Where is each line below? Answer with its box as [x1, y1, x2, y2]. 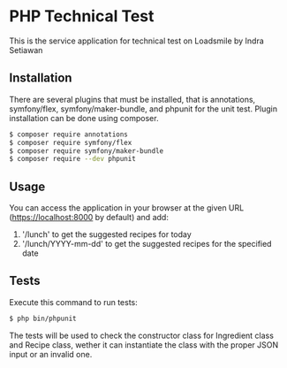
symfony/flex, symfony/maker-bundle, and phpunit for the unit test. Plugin [9, 103, 278, 114]
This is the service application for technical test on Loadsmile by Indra [9, 35, 265, 46]
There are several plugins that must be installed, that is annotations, [9, 94, 256, 104]
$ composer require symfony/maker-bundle [9, 146, 164, 156]
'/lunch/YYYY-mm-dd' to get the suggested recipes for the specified [21, 239, 272, 249]
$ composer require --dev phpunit [9, 155, 137, 164]
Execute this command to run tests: [9, 296, 139, 307]
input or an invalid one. [9, 349, 93, 359]
